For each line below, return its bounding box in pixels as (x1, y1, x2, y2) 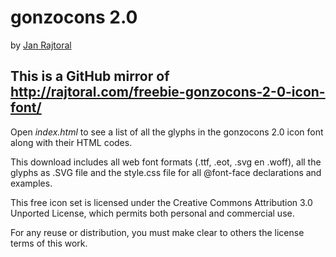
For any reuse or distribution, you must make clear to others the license (10, 226, 305, 238)
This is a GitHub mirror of (10, 68, 170, 85)
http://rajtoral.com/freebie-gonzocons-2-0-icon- (10, 84, 326, 101)
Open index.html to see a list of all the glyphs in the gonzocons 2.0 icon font (10, 126, 324, 138)
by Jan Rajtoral (10, 39, 72, 51)
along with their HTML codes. (10, 136, 133, 148)
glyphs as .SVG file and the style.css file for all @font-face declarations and (10, 166, 322, 178)
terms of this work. (10, 237, 88, 249)
